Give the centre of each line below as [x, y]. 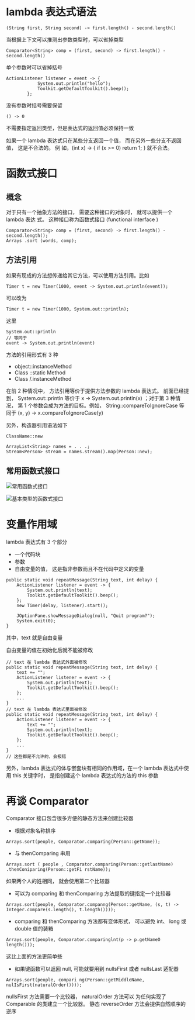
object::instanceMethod [43, 366]
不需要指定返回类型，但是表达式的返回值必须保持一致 [70, 128]
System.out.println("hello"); [74, 83]
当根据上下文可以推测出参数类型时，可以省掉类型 [65, 39]
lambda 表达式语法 [51, 12]
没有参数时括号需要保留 [34, 105]
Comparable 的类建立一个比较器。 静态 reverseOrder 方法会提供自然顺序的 [96, 1004]
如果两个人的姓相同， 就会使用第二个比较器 [58, 881]
